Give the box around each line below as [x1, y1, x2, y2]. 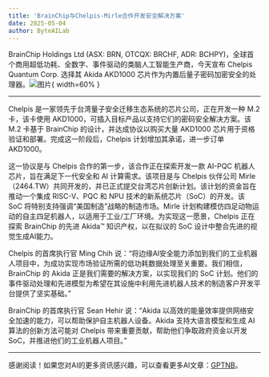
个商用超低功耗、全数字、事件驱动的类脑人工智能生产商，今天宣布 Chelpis [8, 59, 253, 69]
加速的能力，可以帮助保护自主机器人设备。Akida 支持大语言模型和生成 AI [14, 316, 255, 326]
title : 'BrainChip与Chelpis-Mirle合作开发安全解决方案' [8, 11, 186, 20]
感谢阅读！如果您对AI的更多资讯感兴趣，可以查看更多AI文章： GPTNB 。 [8, 360, 243, 370]
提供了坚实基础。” [14, 289, 72, 298]
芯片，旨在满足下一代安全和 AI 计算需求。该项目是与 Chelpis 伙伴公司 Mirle [8, 172, 256, 181]
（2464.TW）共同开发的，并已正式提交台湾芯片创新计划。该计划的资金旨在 [8, 181, 257, 191]
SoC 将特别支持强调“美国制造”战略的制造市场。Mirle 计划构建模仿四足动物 [8, 201, 252, 211]
